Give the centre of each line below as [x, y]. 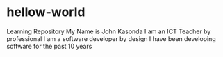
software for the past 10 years [49, 46]
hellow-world [46, 12]
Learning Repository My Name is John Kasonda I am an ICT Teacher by [109, 31]
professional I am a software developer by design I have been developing [111, 38]
